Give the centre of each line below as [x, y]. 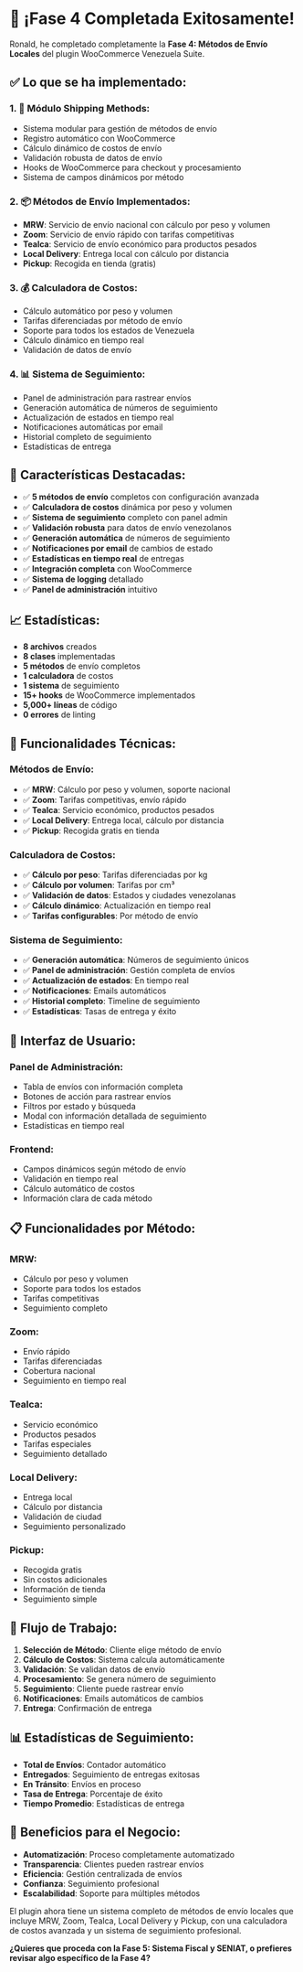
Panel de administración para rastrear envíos [107, 398]
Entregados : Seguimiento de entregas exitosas [111, 1774]
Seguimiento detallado [65, 1453]
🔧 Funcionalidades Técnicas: [93, 743]
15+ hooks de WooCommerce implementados [109, 695]
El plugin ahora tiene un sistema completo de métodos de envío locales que [151, 1911]
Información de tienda [64, 1590]
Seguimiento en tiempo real [74, 1381]
